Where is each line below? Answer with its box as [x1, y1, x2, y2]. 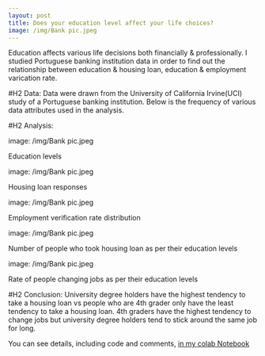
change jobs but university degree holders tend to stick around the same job [8, 315, 257, 325]
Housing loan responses [8, 182, 88, 192]
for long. [8, 323, 36, 333]
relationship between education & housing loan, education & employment [8, 65, 247, 75]
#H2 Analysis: [8, 121, 54, 131]
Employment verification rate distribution [8, 213, 141, 223]
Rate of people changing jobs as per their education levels [8, 274, 199, 284]
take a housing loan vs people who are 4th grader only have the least [8, 298, 234, 308]
